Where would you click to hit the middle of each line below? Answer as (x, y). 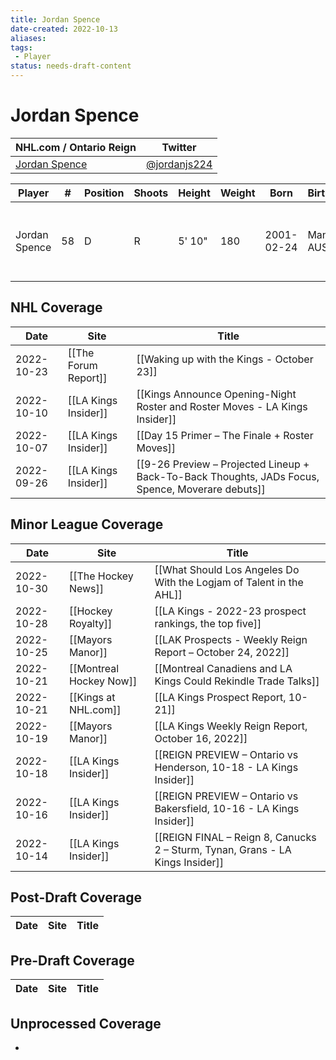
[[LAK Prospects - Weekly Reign (231, 639)
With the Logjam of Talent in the (229, 582)
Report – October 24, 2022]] (222, 652)
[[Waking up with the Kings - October (225, 359)
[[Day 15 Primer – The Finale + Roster (225, 435)
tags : (21, 47)
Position (104, 193)
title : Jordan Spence (55, 19)
